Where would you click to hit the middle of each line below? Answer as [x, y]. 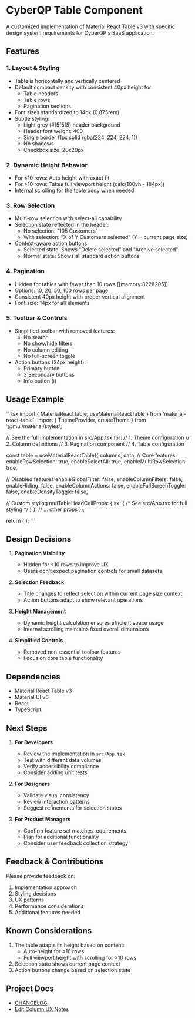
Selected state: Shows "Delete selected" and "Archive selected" [101, 250]
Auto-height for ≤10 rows [54, 951]
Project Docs [30, 989]
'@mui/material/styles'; [34, 426]
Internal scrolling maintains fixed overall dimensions [86, 629]
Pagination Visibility [40, 553]
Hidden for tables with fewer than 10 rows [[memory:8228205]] [91, 284]
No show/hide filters [48, 343]
